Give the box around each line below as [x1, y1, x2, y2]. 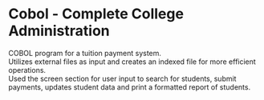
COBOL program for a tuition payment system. [8, 48, 162, 58]
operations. [8, 65, 47, 74]
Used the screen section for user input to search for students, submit [8, 74, 237, 83]
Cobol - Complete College [8, 5, 185, 23]
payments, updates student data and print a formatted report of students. [8, 82, 251, 92]
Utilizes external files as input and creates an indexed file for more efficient [8, 57, 257, 66]
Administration [8, 22, 110, 40]
